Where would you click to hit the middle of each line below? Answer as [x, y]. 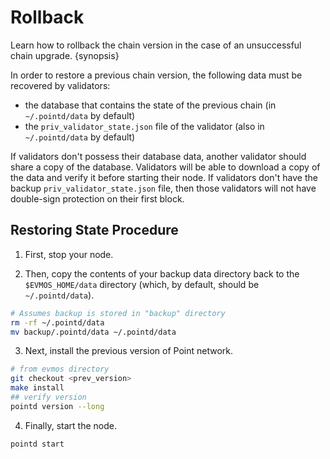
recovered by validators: [60, 85]
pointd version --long [57, 406]
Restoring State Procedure [94, 230]
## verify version [48, 397]
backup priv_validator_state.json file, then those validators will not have [163, 188]
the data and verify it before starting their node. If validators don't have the [164, 177]
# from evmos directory [60, 369]
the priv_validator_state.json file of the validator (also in [144, 126]
